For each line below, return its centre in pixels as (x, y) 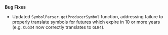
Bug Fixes (15, 7)
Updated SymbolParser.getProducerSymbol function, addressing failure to (88, 17)
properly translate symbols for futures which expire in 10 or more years (86, 22)
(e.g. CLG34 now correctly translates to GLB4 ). (58, 27)
